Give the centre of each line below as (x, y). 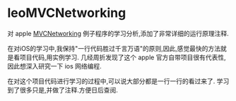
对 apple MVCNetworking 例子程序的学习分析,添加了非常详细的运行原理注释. (118, 33)
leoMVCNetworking (67, 13)
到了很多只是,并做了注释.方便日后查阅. (63, 90)
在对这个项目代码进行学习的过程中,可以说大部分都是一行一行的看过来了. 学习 (118, 81)
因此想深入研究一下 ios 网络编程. (55, 66)
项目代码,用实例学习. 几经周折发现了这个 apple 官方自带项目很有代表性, (123, 57)
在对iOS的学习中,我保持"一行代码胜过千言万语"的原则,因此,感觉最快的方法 (114, 48)
